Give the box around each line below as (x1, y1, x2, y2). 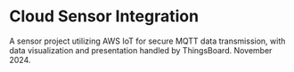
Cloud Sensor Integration (9, 6, 199, 27)
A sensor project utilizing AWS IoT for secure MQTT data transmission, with (9, 36, 286, 46)
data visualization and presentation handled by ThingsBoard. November (9, 44, 273, 55)
